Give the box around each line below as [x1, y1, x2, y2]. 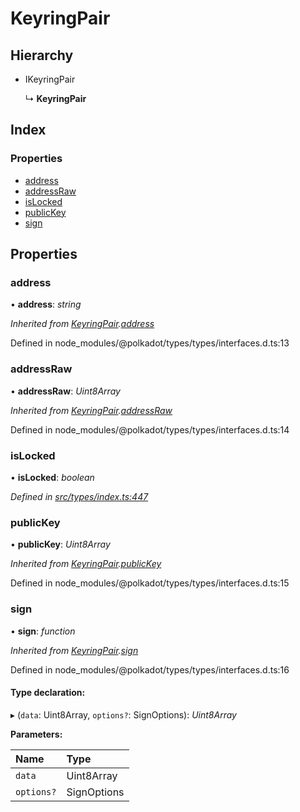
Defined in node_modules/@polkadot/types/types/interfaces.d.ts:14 [10, 423, 290, 436]
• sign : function [10, 625, 76, 637]
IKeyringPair [24, 73, 76, 85]
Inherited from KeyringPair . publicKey [10, 558, 162, 570]
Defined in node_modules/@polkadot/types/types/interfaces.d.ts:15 [10, 577, 290, 589]
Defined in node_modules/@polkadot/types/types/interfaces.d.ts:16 [10, 663, 290, 676]
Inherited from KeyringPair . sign [10, 644, 139, 656]
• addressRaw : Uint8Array [10, 385, 121, 397]
